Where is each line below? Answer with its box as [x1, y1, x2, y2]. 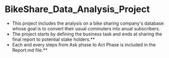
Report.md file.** [12, 47, 48, 53]
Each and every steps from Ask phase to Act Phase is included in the [12, 41, 156, 47]
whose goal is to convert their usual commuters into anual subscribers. [12, 25, 160, 31]
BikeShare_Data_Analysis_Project [5, 4, 150, 15]
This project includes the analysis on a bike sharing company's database [12, 20, 164, 26]
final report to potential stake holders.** [12, 36, 95, 42]
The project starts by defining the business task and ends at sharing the [12, 31, 162, 37]
